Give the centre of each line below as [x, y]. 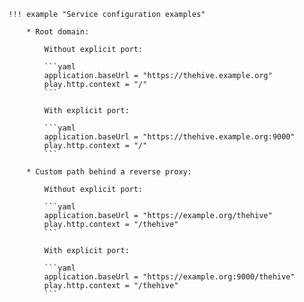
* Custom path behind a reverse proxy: [109, 172]
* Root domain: [58, 32]
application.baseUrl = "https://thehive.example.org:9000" [170, 137]
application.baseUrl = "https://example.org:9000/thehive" [170, 277]
